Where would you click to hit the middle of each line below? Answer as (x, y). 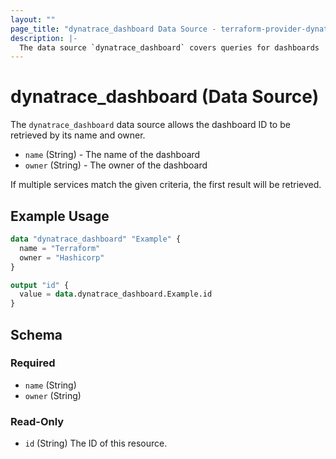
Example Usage (60, 216)
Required (33, 363)
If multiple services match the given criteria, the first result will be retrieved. (166, 185)
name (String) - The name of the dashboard (112, 155)
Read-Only (37, 421)
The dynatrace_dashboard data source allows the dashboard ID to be (150, 125)
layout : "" (33, 19)
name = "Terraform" (60, 248)
